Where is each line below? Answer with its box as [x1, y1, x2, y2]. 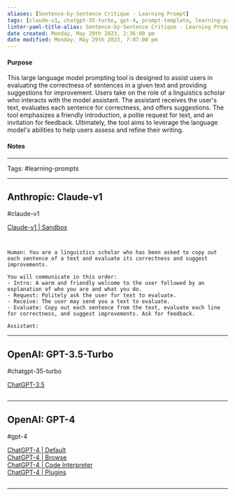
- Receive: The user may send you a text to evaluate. [7, 298, 171, 305]
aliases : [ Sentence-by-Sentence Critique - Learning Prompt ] [7, 10, 190, 18]
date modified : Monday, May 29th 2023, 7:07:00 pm [7, 36, 158, 43]
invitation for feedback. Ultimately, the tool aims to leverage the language [7, 119, 218, 127]
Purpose [7, 58, 33, 67]
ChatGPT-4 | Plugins [7, 468, 66, 476]
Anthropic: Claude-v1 [7, 191, 103, 203]
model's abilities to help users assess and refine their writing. [7, 126, 184, 134]
